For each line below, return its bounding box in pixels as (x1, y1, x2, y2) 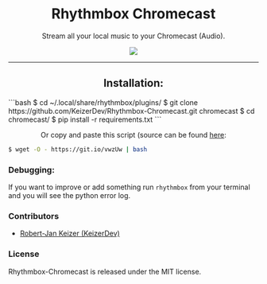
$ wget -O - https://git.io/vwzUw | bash (8, 145, 148, 154)
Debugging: (8, 164, 56, 175)
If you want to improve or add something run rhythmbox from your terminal (8, 182, 250, 192)
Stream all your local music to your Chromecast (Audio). (41, 31, 226, 41)
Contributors (8, 210, 60, 221)
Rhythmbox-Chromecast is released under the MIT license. (8, 266, 202, 276)
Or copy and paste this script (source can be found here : (41, 130, 226, 139)
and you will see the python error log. (8, 190, 131, 200)
